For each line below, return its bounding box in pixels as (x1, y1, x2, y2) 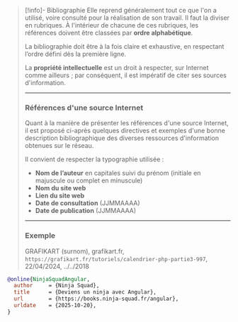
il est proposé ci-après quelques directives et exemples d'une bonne (24, 127, 225, 135)
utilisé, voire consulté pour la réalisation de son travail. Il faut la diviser (24, 13, 230, 22)
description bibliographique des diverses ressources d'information (24, 134, 220, 142)
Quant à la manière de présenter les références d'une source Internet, (24, 119, 229, 127)
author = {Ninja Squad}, (13, 282, 100, 289)
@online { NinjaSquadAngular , (7, 275, 91, 282)
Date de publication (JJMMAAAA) (35, 207, 137, 215)
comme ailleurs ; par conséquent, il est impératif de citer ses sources (24, 71, 227, 79)
